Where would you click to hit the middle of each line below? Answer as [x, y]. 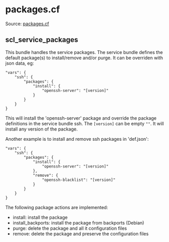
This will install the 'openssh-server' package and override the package [81, 118]
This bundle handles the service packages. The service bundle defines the [84, 52]
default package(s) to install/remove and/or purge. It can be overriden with [84, 58]
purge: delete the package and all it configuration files [70, 228]
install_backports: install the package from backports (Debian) [78, 222]
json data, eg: [20, 63]
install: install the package [40, 217]
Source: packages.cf [27, 24]
